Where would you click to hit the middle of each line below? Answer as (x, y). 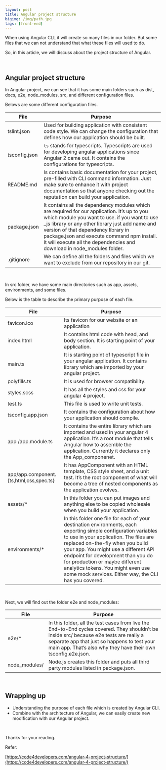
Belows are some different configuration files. (51, 105)
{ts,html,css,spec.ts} (31, 480)
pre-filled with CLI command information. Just (98, 178)
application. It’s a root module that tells (108, 438)
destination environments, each (100, 525)
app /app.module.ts (30, 442)
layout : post (19, 10)
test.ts (15, 404)
